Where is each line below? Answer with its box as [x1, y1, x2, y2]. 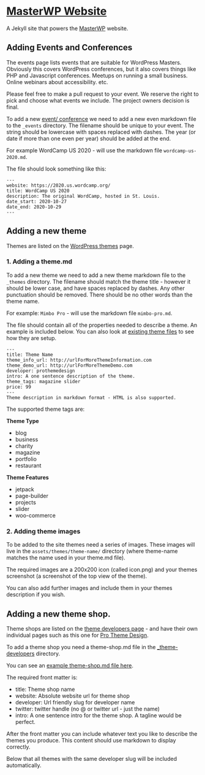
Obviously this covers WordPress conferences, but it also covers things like [6, 65, 196, 72]
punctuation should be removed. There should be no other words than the [6, 290, 193, 298]
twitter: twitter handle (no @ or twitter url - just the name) [15, 705, 160, 712]
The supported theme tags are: [6, 405, 85, 413]
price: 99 [6, 384, 32, 390]
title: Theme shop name [15, 685, 75, 693]
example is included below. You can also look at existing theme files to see [6, 327, 195, 335]
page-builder [15, 492, 49, 499]
